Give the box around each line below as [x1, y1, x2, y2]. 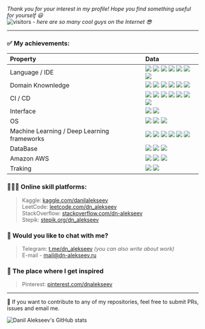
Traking [10, 164, 32, 173]
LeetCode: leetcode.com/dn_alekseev [21, 203, 117, 210]
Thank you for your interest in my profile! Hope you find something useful [7, 5, 191, 12]
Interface [10, 107, 36, 115]
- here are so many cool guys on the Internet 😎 [32, 18, 152, 25]
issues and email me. [7, 305, 60, 312]
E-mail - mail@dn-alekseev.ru [21, 251, 97, 259]
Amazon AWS [10, 154, 49, 163]
